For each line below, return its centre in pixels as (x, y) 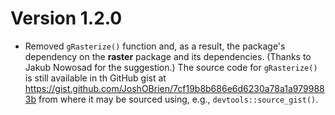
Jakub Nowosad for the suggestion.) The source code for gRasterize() (171, 67)
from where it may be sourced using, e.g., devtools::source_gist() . (178, 99)
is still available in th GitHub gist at (95, 78)
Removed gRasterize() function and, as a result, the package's (155, 46)
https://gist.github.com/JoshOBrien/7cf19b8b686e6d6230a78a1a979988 (174, 88)
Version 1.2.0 (66, 18)
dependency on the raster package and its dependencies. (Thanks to (168, 56)
